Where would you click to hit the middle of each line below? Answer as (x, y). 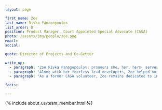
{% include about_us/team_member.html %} (49, 103)
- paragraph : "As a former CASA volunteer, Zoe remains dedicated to (81, 76)
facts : (12, 85)
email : (12, 41)
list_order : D (19, 27)
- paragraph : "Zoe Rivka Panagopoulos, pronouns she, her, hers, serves (84, 67)
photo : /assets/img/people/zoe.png (41, 36)
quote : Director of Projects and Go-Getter (49, 54)
